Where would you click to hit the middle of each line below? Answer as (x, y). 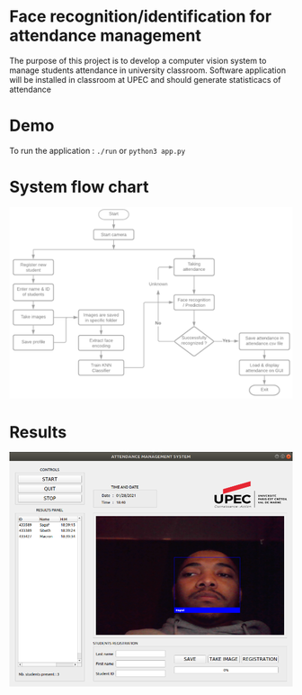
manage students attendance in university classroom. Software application (147, 70)
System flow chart (80, 187)
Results (38, 432)
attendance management (106, 36)
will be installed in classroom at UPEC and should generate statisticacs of (145, 79)
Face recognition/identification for (141, 17)
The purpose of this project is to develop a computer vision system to (138, 60)
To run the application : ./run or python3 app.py (98, 150)
